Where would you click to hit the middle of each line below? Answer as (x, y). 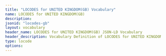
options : (14, 46)
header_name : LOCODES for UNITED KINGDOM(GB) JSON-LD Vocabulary (74, 32)
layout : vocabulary (25, 28)
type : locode (19, 41)
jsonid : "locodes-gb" (27, 23)
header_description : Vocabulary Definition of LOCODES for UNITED (75, 37)
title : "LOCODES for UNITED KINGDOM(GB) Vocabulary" (61, 9)
